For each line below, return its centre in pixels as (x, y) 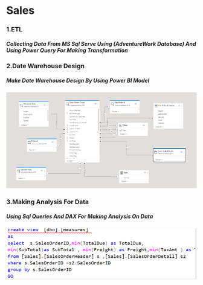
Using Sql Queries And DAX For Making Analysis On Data (80, 216)
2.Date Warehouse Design (45, 66)
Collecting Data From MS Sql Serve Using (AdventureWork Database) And (101, 43)
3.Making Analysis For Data (48, 202)
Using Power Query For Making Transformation (67, 50)
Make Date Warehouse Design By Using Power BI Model (78, 80)
